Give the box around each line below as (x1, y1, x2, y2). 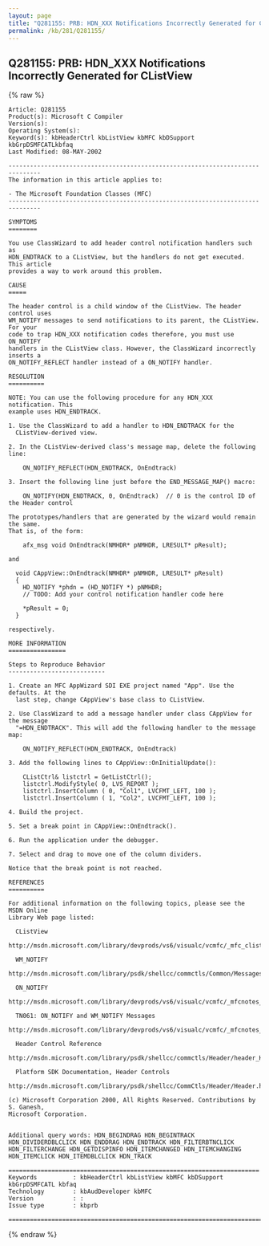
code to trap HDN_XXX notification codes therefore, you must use (8, 331, 235, 339)
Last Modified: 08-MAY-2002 (8, 148, 102, 157)
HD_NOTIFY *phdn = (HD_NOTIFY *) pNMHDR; (22, 584, 163, 592)
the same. (8, 520, 42, 528)
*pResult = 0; (22, 605, 70, 613)
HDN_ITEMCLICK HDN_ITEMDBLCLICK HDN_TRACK (8, 1153, 152, 1161)
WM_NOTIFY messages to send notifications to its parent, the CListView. (8, 316, 260, 325)
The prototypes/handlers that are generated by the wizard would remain (8, 513, 256, 522)
